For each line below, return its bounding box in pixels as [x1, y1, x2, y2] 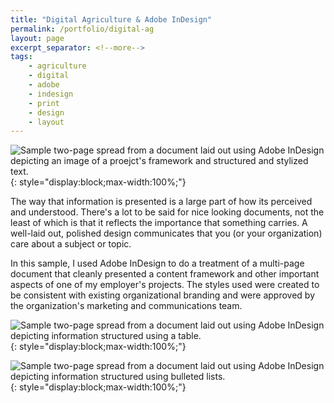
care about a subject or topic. [10, 238, 132, 250]
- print [28, 98, 60, 108]
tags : [10, 52, 33, 62]
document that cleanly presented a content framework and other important [10, 268, 320, 280]
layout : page [10, 33, 65, 43]
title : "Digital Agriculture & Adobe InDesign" [10, 14, 213, 25]
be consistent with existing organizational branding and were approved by [10, 289, 316, 301]
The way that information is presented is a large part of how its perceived [10, 196, 313, 208]
